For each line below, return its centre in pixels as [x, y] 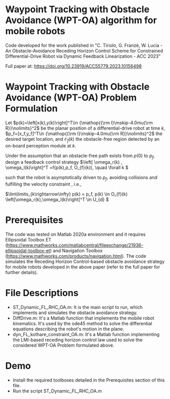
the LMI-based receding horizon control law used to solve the [78, 340]
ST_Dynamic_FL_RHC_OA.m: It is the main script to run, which [78, 307]
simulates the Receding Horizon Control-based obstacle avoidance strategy [85, 261]
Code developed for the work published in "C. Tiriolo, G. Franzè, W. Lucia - [84, 45]
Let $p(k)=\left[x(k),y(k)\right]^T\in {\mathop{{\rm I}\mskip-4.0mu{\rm [79, 123]
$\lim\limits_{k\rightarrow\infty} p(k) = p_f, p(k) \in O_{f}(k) [66, 194]
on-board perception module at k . [41, 146]
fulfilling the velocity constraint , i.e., [43, 184]
